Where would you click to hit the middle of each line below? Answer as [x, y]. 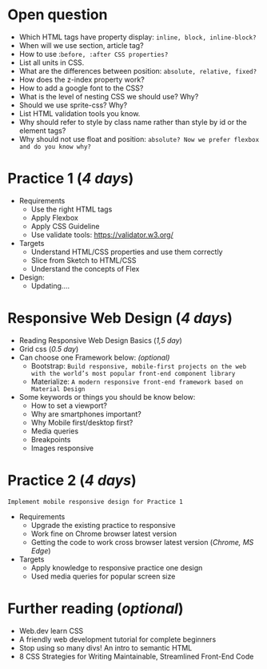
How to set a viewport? [69, 405]
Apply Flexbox [55, 217]
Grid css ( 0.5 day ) [49, 349]
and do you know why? [55, 147]
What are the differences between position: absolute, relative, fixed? [138, 71]
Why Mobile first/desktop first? [82, 422]
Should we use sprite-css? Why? [73, 105]
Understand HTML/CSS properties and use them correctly [127, 252]
